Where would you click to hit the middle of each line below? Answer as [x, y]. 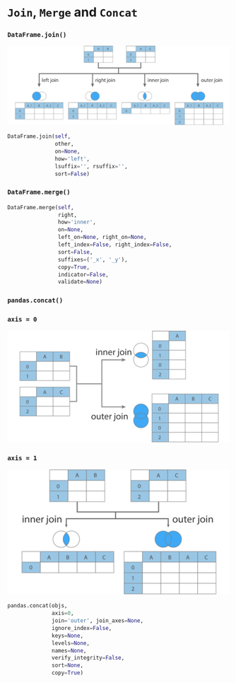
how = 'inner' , [77, 222]
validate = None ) [80, 282]
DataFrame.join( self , [39, 136]
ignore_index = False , [82, 628]
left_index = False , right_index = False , [115, 245]
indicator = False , [83, 274]
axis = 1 [22, 458]
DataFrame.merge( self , [41, 207]
